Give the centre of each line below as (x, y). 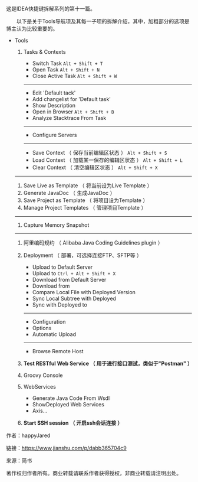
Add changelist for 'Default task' (71, 99)
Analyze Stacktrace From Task (69, 118)
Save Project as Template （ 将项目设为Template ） (86, 200)
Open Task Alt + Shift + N (66, 69)
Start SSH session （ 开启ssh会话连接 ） (73, 423)
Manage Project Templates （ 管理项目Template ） (85, 208)
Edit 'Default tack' (54, 93)
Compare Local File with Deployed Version (84, 292)
